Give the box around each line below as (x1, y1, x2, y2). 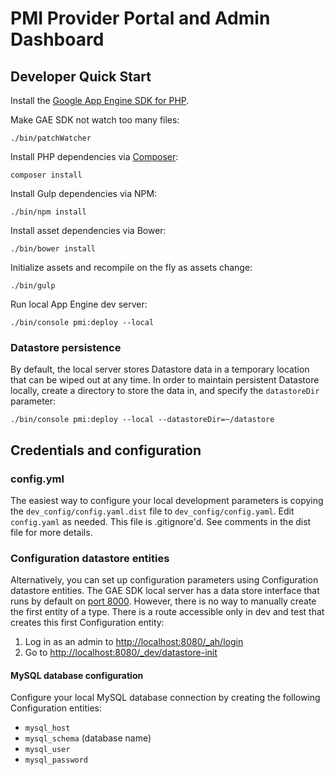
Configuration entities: (10, 702, 102, 714)
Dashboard (10, 28, 105, 51)
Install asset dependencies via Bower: (10, 225, 167, 236)
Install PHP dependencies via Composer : (10, 151, 179, 162)
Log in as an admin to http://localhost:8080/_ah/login (24, 636, 244, 648)
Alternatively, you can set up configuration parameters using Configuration (10, 574, 319, 586)
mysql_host (24, 723, 71, 734)
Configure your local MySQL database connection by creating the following (10, 692, 321, 704)
